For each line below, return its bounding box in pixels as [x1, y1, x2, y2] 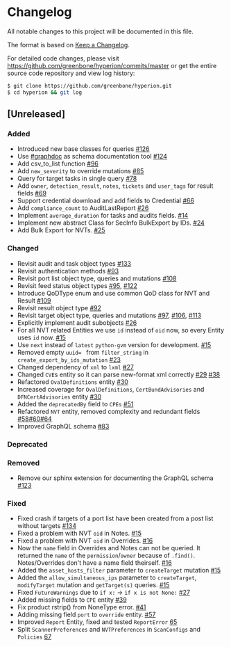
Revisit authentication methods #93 [17, 266, 119, 275]
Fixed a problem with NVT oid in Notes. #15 [17, 529, 142, 538]
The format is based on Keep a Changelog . [7, 40, 130, 49]
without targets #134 [17, 522, 77, 530]
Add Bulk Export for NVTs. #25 [17, 226, 105, 234]
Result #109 [17, 296, 51, 305]
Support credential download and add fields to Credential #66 [17, 196, 194, 205]
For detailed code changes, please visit [7, 54, 119, 63]
